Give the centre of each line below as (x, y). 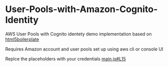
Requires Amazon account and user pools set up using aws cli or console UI (84, 49)
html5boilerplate (22, 39)
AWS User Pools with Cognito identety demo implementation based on (79, 34)
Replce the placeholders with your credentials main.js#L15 (66, 58)
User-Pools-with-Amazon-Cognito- (81, 9)
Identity (22, 20)
